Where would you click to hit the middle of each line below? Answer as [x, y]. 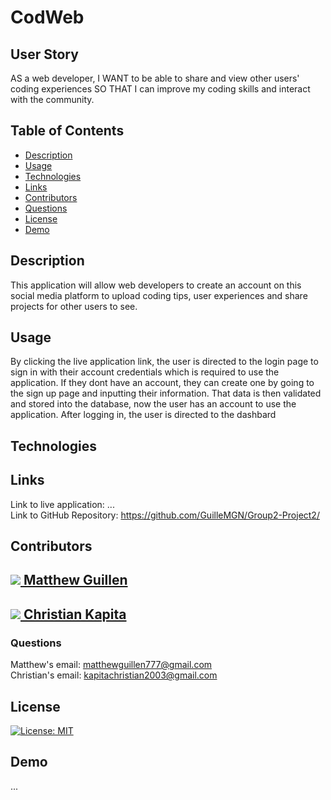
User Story [44, 54]
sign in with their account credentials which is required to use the [145, 372]
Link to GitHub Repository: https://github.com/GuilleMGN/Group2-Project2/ [165, 515]
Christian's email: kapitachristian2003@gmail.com [114, 675]
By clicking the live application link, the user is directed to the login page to [164, 362]
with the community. [52, 99]
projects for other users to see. [74, 306]
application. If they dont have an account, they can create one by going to [162, 383]
